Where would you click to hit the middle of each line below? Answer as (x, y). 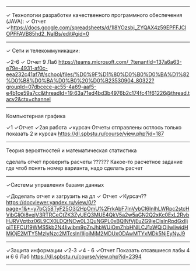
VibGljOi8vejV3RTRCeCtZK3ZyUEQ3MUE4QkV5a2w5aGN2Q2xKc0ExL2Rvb (98, 215)
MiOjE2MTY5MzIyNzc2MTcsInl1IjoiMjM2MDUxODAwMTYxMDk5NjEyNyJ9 (96, 234)
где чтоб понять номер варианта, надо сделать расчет (74, 168)
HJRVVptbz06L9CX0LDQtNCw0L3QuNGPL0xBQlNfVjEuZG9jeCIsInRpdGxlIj (97, 221)
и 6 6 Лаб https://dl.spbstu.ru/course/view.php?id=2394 (74, 256)
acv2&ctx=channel (29, 99)
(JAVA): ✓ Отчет (26, 21)
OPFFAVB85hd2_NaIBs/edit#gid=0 (48, 34)
